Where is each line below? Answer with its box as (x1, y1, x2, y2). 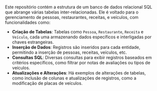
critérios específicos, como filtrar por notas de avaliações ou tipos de (12, 60, 151, 65)
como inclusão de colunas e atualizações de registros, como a (12, 75, 137, 81)
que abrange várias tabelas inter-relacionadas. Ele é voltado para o (5, 9, 139, 15)
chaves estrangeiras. (12, 39, 54, 45)
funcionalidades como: (5, 19, 51, 25)
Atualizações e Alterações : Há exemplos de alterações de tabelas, (12, 70, 146, 76)
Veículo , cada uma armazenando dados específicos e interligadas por (12, 34, 152, 40)
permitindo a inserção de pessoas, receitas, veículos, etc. (12, 49, 127, 55)
